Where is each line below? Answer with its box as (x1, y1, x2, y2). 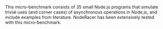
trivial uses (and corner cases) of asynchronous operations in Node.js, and (5, 9, 158, 15)
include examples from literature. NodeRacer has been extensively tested (5, 14, 155, 20)
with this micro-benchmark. (5, 19, 62, 25)
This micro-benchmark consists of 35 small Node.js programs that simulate (5, 4, 159, 10)
